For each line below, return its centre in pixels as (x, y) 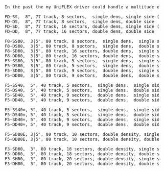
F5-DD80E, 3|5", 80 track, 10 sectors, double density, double (82, 139)
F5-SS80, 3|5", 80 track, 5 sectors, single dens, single (80, 61)
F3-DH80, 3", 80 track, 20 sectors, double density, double (80, 164)
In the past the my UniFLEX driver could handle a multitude (80, 7)
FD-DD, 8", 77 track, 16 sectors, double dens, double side (80, 31)
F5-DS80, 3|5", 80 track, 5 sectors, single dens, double (80, 66)
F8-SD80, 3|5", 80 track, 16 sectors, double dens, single (80, 51)
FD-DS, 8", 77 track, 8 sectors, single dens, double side (80, 22)
